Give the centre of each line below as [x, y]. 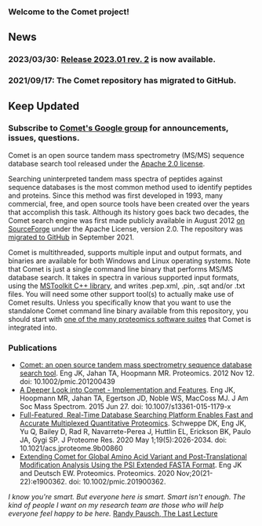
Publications [33, 348]
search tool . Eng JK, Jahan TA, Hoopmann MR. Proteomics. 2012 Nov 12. [137, 373]
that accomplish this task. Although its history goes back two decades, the [129, 212]
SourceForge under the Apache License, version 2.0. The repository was [126, 228]
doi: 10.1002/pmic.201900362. [117, 482]
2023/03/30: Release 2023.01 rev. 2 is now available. [112, 60]
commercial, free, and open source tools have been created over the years [129, 203]
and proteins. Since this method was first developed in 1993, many [116, 195]
